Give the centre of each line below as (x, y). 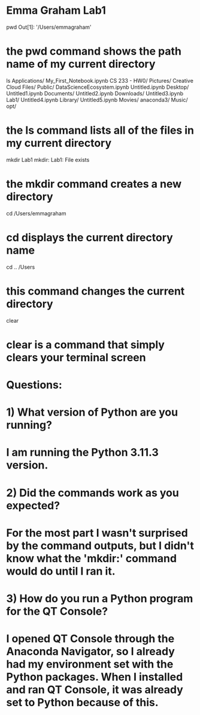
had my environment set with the (90, 664)
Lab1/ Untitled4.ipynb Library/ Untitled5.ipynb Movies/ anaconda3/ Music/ (97, 100)
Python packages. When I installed (95, 677)
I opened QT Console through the (90, 639)
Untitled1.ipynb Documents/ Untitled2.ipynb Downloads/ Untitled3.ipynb (95, 93)
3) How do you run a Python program (100, 598)
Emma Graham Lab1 (56, 10)
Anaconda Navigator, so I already (91, 652)
